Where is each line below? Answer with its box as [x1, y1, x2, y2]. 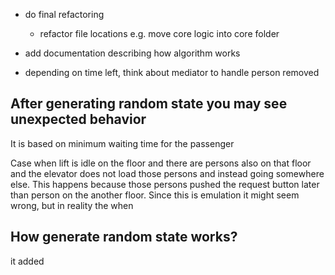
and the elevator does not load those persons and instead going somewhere [10, 167, 325, 179]
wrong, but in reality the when [10, 199, 134, 211]
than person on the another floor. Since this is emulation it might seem [10, 189, 300, 201]
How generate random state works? [10, 229, 238, 246]
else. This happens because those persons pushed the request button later [10, 178, 320, 190]
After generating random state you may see [10, 95, 288, 113]
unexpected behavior [10, 111, 147, 128]
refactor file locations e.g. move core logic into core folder [39, 28, 280, 39]
